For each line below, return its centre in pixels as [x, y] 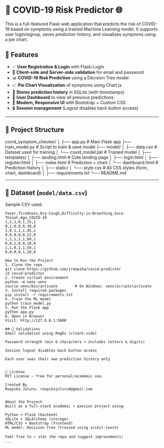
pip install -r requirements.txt [39, 295]
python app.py [20, 312]
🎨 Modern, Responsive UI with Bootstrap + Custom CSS [69, 102]
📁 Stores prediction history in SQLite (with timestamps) [68, 92]
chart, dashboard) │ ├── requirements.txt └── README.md [66, 173]
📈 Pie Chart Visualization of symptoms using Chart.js [67, 85]
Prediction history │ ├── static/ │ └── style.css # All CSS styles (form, [77, 167]
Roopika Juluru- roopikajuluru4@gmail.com [49, 389]
